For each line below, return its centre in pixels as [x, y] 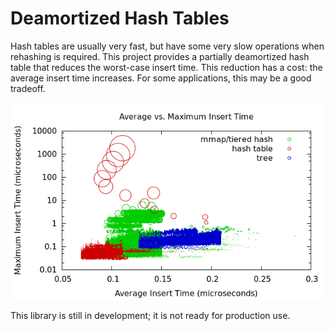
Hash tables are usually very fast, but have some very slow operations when [167, 46]
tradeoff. [28, 88]
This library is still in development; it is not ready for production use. [150, 315]
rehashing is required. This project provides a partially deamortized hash [160, 56]
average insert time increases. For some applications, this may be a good [161, 78]
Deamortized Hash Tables [120, 18]
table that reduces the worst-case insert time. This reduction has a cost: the [166, 67]
